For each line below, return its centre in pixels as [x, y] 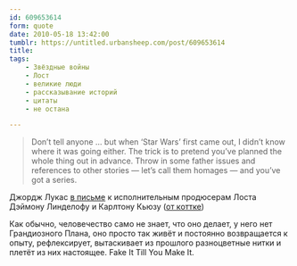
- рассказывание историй [71, 92]
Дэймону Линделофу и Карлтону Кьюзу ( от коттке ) [107, 207]
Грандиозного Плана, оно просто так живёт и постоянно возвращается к [148, 234]
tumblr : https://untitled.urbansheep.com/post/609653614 [117, 42]
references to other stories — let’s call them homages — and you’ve [156, 170]
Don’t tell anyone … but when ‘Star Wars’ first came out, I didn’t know [158, 142]
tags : [19, 59]
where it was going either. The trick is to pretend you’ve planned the [157, 152]
